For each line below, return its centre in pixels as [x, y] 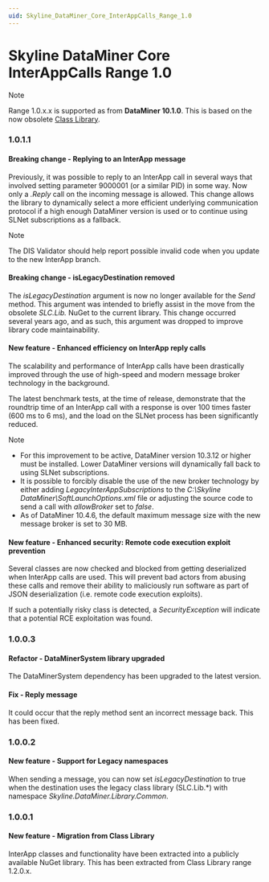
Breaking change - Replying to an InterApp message [97, 159]
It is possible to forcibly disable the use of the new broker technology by [139, 481]
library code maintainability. [54, 330]
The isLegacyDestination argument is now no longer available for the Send [132, 295]
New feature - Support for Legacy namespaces [88, 761]
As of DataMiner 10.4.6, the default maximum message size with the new [140, 515]
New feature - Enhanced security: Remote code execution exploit [120, 542]
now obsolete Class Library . [54, 119]
